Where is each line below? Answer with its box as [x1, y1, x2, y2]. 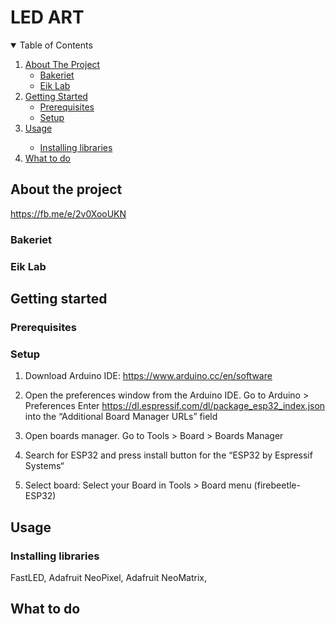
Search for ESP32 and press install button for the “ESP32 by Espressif [24, 449, 313, 461]
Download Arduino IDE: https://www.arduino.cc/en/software [24, 370, 273, 382]
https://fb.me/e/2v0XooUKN [10, 207, 127, 220]
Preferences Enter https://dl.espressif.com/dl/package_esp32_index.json [24, 400, 326, 412]
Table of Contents [19, 39, 93, 51]
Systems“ [24, 460, 65, 472]
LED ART [10, 6, 85, 29]
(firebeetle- [253, 479, 301, 491]
